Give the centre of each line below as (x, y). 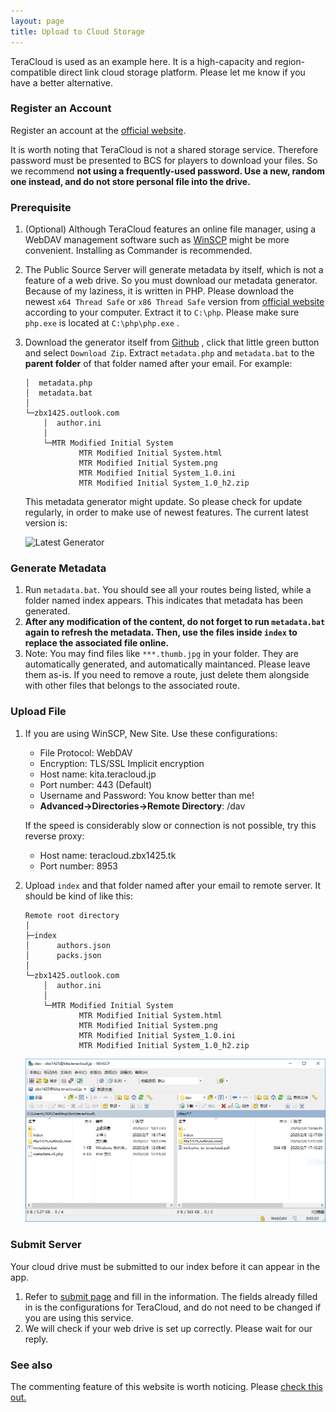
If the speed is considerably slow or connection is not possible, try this (170, 825)
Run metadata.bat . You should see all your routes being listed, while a (168, 590)
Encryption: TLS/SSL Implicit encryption (122, 763)
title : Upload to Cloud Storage (77, 31)
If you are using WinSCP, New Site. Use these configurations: (151, 733)
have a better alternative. (62, 82)
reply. (36, 1339)
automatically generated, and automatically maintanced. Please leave (167, 664)
